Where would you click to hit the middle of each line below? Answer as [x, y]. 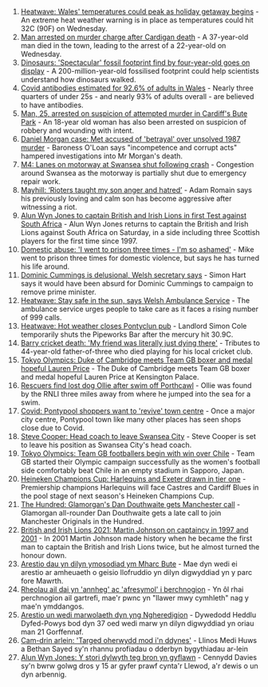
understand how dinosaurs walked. [78, 80]
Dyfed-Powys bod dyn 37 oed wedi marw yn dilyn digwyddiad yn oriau [137, 623]
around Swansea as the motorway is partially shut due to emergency [133, 173]
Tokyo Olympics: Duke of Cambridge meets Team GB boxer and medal [137, 360]
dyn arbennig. [43, 674]
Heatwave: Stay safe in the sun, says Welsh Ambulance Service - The [135, 300]
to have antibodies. [52, 105]
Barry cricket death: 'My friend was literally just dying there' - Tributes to [140, 343]
